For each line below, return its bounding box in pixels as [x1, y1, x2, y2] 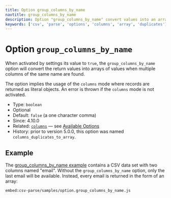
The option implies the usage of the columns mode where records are [5, 81, 150, 87]
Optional [12, 107, 31, 113]
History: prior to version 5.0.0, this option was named [12, 128, 124, 135]
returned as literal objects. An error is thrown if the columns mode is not [5, 86, 154, 92]
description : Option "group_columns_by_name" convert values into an [5, 17, 156, 22]
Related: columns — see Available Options [12, 123, 100, 129]
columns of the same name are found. [5, 71, 85, 77]
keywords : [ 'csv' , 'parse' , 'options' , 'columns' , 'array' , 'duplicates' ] [5, 21, 167, 27]
